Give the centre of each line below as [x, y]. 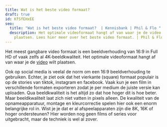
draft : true [17, 14]
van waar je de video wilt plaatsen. [41, 62]
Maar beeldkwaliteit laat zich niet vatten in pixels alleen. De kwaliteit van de [82, 98]
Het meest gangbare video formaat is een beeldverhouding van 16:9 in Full [82, 51]
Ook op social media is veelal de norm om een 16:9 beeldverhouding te [78, 71]
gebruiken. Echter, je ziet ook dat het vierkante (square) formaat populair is [82, 77]
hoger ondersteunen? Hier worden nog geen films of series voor [71, 114]
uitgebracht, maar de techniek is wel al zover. [52, 119]
